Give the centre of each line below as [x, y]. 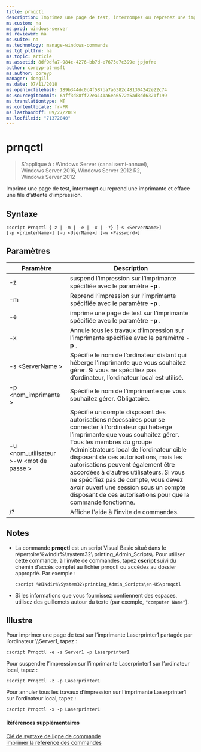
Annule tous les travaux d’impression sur [127, 330]
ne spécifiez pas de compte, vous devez [127, 479]
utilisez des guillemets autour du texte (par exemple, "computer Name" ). [102, 602]
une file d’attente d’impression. [44, 195]
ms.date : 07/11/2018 [32, 85]
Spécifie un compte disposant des [118, 412]
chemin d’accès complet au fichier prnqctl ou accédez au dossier [95, 567]
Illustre [19, 621]
